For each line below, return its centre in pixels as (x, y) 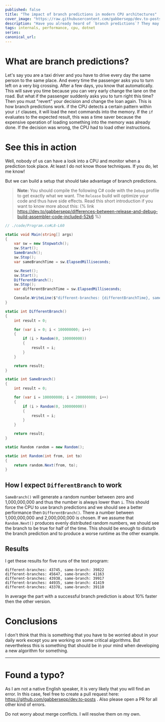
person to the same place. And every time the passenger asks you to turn (79, 80)
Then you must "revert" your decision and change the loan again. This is (78, 101)
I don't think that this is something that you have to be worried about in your (82, 635)
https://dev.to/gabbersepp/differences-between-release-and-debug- (87, 211)
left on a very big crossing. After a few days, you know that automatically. (79, 85)
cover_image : (18, 19)
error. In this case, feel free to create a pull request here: (62, 694)
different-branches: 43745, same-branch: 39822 (55, 570)
